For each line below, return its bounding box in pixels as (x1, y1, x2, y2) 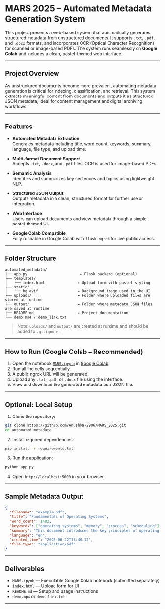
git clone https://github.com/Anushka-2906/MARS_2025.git (5, 423, 126, 428)
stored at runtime (5, 297, 43, 303)
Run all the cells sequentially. (12, 366, 71, 372)
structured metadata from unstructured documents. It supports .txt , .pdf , (5, 35, 155, 41)
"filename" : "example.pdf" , (9, 510, 67, 515)
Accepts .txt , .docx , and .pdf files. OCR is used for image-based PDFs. (12, 160, 158, 166)
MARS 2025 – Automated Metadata (5, 3, 152, 14)
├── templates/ (5, 276, 36, 281)
